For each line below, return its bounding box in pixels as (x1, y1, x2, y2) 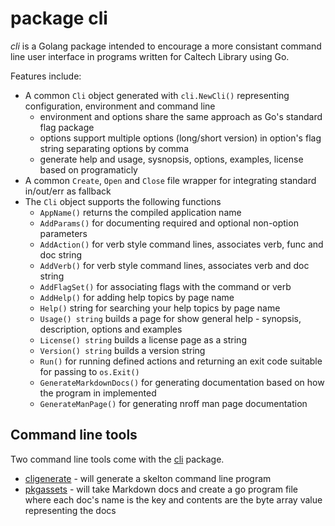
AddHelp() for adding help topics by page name (39, 291, 235, 303)
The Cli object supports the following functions (24, 195, 222, 207)
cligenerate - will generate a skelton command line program (24, 472, 272, 484)
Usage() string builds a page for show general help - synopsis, (39, 312, 302, 324)
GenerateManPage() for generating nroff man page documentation (39, 397, 308, 409)
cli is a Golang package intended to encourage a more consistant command (10, 40, 322, 52)
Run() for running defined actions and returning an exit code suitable (39, 355, 323, 367)
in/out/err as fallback (24, 185, 112, 197)
